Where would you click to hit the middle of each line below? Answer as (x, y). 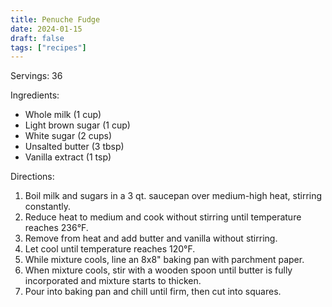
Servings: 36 (36, 76)
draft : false (37, 38)
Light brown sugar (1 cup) (77, 125)
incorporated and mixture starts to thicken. (113, 281)
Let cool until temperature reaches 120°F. (110, 249)
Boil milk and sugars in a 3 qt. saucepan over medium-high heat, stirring (173, 196)
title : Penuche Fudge (55, 19)
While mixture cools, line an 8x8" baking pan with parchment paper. (164, 260)
